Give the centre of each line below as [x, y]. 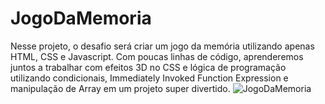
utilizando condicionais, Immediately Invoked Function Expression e [149, 78]
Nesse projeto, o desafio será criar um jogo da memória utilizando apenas [162, 46]
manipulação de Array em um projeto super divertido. [120, 88]
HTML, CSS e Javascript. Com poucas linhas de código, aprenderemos [157, 56]
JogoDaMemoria [81, 18]
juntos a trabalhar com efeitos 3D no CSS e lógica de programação [148, 67]
